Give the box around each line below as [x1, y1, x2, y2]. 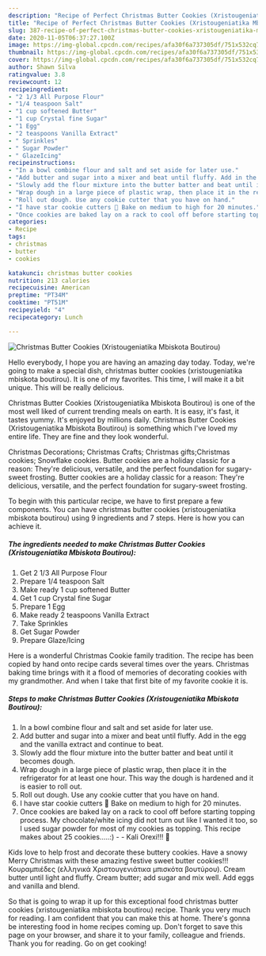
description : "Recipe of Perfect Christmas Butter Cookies [8, 11, 207, 20]
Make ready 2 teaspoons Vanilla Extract [19, 610, 150, 619]
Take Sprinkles [19, 618, 69, 628]
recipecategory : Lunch [8, 313, 83, 321]
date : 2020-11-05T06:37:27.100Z [8, 33, 115, 42]
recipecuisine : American [8, 284, 90, 292]
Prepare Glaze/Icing [19, 635, 85, 644]
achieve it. [8, 521, 42, 531]
